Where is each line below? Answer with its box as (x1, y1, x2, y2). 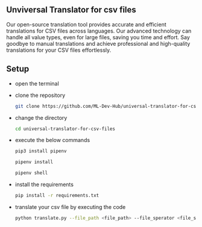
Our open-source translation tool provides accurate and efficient (6, 20, 167, 28)
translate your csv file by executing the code (14, 203, 126, 210)
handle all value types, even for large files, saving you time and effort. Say (6, 33, 190, 41)
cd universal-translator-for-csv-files (14, 126, 116, 132)
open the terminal (14, 79, 59, 87)
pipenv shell (14, 170, 48, 176)
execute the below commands (14, 137, 90, 144)
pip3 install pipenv (14, 148, 67, 154)
